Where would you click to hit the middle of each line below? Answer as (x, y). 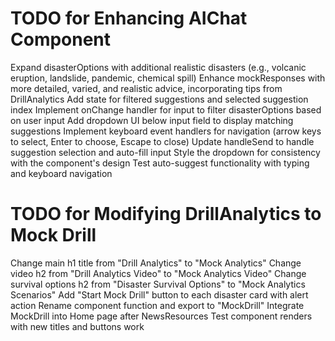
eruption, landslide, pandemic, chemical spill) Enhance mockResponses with (168, 78)
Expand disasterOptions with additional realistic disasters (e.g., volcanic (158, 67)
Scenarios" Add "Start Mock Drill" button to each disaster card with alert (159, 294)
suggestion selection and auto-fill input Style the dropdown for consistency (165, 152)
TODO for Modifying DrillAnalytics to (166, 214)
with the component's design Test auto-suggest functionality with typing (160, 163)
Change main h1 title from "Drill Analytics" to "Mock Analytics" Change (156, 263)
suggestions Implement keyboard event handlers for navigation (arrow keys (166, 131)
